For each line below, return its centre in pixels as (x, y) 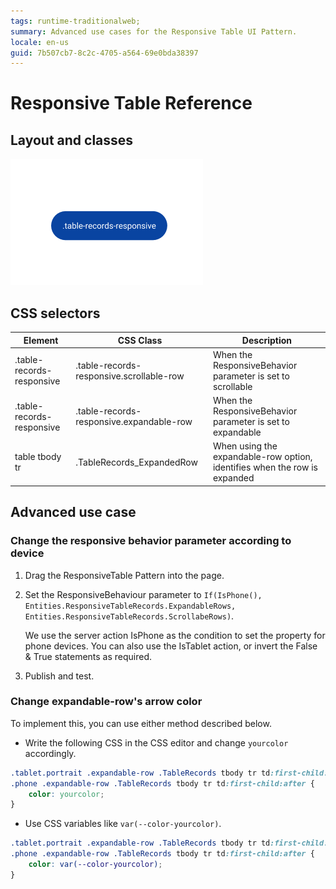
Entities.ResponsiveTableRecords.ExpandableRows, (130, 606)
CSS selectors (55, 313)
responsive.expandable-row (134, 422)
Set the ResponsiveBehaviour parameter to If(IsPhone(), (143, 594)
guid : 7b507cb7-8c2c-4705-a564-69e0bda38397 (104, 53)
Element (41, 340)
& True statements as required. (88, 656)
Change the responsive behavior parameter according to (151, 541)
